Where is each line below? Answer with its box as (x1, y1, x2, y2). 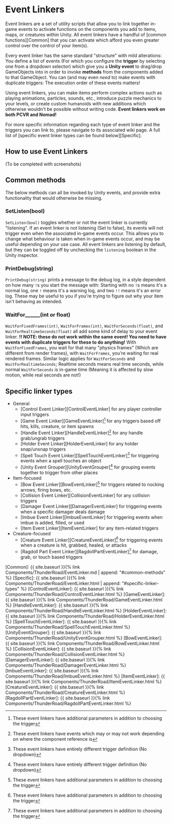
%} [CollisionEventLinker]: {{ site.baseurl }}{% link (5, 646, 112, 652)
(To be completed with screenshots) (5, 161, 82, 167)
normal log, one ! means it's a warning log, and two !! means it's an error (5, 288, 161, 294)
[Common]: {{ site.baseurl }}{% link (5, 564, 80, 570)
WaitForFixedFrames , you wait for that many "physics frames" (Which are (5, 345, 159, 351)
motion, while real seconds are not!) (5, 372, 81, 378)
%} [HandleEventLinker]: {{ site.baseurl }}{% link (5, 602, 109, 608)
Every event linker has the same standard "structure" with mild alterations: (5, 52, 162, 59)
